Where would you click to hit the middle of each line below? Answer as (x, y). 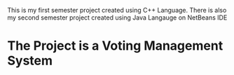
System (30, 61)
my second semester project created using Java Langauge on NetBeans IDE (117, 18)
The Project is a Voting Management (115, 46)
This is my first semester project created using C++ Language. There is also (117, 10)
